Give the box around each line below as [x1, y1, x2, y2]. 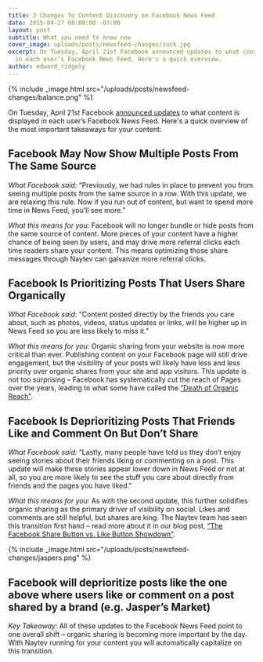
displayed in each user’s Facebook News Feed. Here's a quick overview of [8, 115, 248, 126]
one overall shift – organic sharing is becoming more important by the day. [8, 630, 248, 638]
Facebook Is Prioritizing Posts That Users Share [8, 276, 246, 290]
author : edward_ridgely [8, 63, 86, 71]
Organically [8, 288, 67, 302]
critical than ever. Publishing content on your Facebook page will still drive [8, 350, 248, 360]
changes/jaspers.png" [8, 553, 80, 562]
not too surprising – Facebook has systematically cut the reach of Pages [8, 375, 241, 385]
